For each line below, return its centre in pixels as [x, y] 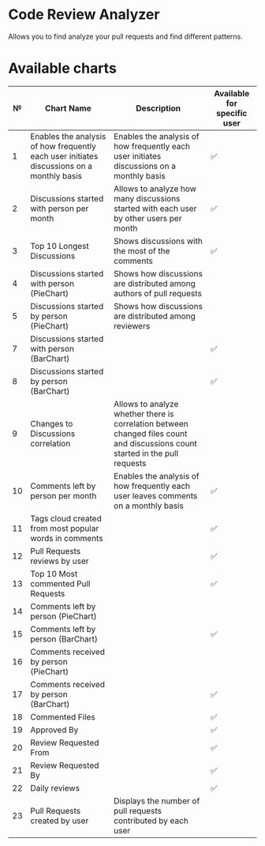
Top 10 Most [54, 573]
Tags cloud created [66, 518]
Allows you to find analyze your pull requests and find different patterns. [125, 36]
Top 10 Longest [60, 246]
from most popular [65, 528]
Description [159, 108]
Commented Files [63, 716]
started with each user [155, 209]
